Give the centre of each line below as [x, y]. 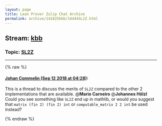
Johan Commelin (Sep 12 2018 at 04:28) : [47, 78]
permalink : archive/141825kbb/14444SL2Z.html [51, 18]
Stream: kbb [24, 38]
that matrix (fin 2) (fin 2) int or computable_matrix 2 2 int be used [76, 104]
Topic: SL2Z [19, 52]
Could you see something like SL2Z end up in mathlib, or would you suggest [80, 99]
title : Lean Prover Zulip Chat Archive [45, 14]
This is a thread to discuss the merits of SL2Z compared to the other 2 [74, 89]
